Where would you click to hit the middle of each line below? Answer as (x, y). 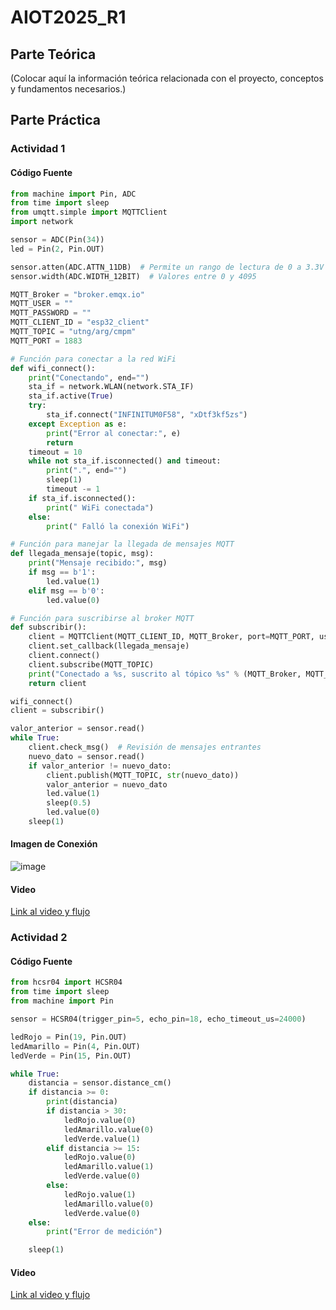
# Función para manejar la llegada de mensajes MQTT (122, 544)
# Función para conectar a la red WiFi (93, 359)
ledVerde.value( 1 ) (102, 1139)
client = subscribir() (57, 711)
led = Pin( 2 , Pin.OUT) (57, 249)
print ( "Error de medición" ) (104, 1232)
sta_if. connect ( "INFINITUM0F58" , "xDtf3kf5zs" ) (147, 415)
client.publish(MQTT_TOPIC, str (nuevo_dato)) (143, 775)
